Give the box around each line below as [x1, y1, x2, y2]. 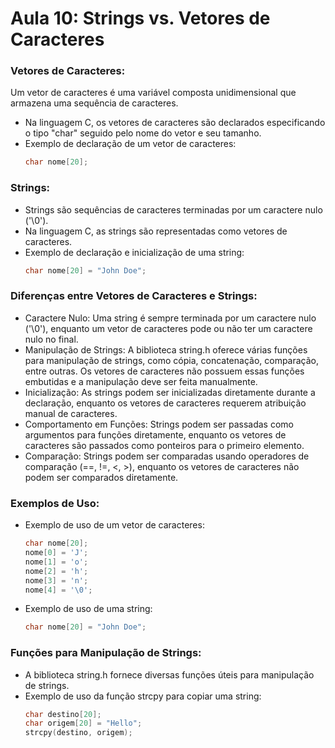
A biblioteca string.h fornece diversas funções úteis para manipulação [24, 668, 315, 681]
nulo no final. [24, 333, 79, 345]
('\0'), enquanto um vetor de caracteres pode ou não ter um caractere [24, 322, 313, 334]
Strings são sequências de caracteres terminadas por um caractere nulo [24, 203, 323, 216]
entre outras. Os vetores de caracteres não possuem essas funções [24, 365, 305, 377]
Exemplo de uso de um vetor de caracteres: [24, 519, 205, 531]
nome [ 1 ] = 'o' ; [24, 557, 89, 567]
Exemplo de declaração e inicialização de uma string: [24, 246, 245, 258]
